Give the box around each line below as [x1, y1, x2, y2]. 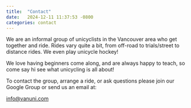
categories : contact [6, 19, 57, 25]
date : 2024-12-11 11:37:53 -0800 [6, 14, 94, 20]
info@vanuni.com [6, 95, 49, 102]
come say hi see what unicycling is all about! [6, 66, 114, 73]
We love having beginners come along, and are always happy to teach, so [6, 60, 186, 67]
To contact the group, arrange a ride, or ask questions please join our [6, 77, 175, 84]
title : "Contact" [6, 8, 51, 15]
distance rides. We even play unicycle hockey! [6, 48, 119, 55]
